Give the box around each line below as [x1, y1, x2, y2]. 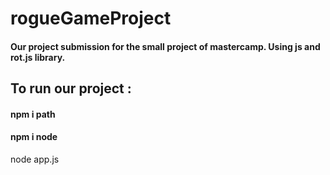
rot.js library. [10, 51, 66, 63]
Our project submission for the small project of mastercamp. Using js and [10, 40, 321, 52]
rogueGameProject [10, 7, 172, 30]
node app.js [10, 153, 60, 165]
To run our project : [10, 80, 132, 97]
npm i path [10, 108, 56, 120]
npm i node [10, 131, 58, 143]
